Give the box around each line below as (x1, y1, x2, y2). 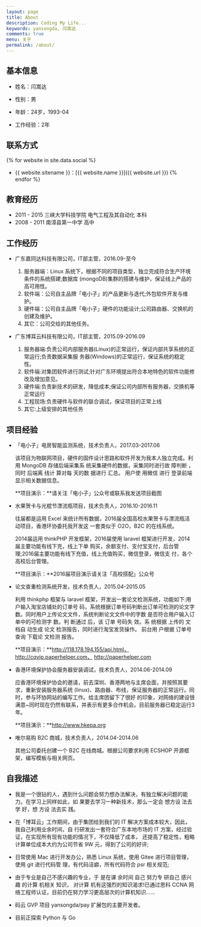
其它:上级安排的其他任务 (23, 405, 84, 413)
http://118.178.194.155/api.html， (51, 646, 130, 653)
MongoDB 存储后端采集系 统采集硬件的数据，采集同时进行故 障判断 (22, 461, 187, 469)
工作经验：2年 (14, 121, 50, 128)
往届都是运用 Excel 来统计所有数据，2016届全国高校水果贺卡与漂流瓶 (14, 515, 185, 522)
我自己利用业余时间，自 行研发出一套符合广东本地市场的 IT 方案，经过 (14, 825, 187, 832)
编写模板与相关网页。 (25, 754, 78, 761)
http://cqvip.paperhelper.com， (14, 653, 93, 660)
